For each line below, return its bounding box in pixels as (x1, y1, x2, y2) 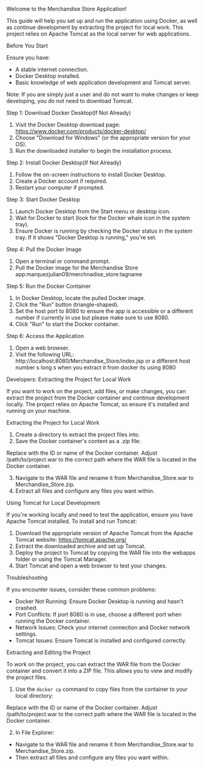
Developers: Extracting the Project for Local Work (6, 376, 132, 383)
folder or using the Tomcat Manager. (15, 555, 108, 563)
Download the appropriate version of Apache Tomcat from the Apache (15, 530, 193, 536)
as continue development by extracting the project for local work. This (6, 24, 184, 31)
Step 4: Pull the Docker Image (6, 245, 81, 253)
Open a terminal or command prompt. (15, 258, 111, 264)
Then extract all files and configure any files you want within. (15, 754, 170, 761)
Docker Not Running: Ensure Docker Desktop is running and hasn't (15, 598, 184, 605)
